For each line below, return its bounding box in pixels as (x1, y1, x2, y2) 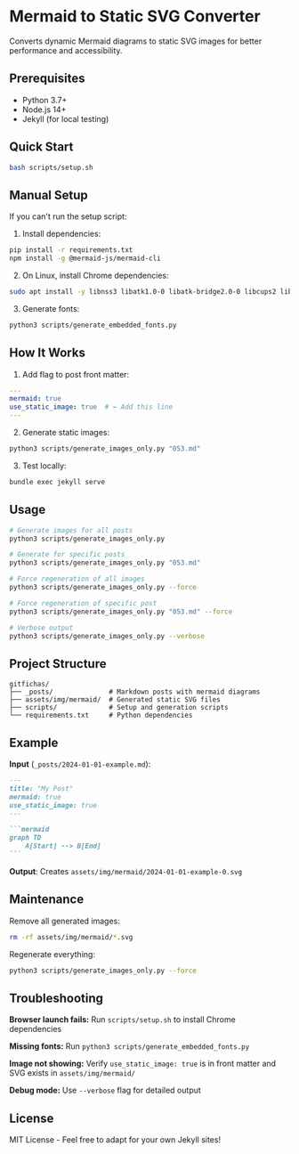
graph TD (9, 833, 42, 842)
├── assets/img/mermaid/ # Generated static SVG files (9, 695, 221, 704)
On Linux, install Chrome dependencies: (21, 270, 169, 280)
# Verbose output (9, 623, 74, 632)
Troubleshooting (9, 990, 104, 1005)
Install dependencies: (21, 229, 101, 240)
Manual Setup (9, 187, 89, 202)
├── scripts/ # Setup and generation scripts (9, 703, 229, 712)
